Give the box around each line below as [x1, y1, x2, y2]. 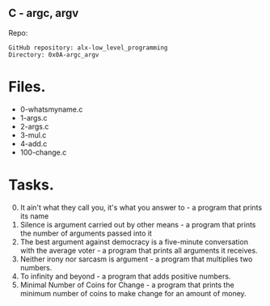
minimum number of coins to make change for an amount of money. [19, 288, 247, 298]
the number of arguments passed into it [19, 228, 152, 238]
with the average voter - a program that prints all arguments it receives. [19, 245, 258, 255]
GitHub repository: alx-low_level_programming [8, 44, 168, 52]
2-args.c [19, 121, 49, 131]
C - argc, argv [8, 6, 79, 20]
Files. [8, 78, 46, 96]
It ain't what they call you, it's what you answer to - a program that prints [19, 202, 263, 212]
